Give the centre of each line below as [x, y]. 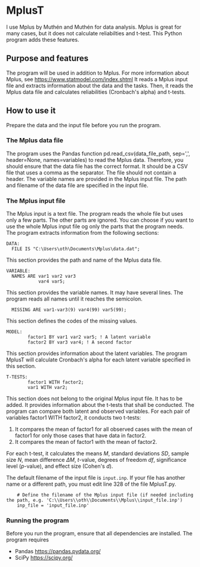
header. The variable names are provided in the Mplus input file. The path [96, 179]
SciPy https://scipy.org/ [44, 558]
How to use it [31, 111]
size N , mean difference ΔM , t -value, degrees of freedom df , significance [96, 460]
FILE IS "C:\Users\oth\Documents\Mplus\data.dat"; [76, 249]
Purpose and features [47, 58]
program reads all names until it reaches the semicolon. [74, 299]
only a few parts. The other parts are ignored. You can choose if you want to [100, 220]
